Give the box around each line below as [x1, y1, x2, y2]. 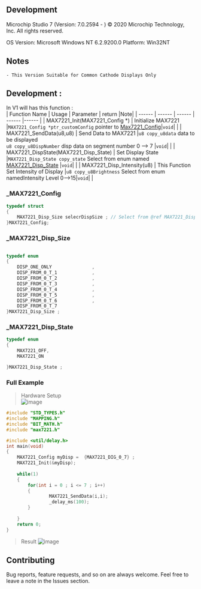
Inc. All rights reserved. [6, 27, 64, 34]
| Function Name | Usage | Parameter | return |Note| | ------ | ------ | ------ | [6, 110, 195, 118]
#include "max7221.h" [6, 426, 60, 433]
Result [20, 537, 37, 545]
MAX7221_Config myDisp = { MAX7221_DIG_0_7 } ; [17, 455, 135, 461]
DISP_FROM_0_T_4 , [17, 286, 95, 292]
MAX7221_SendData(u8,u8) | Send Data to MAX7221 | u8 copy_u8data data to [6, 130, 195, 137]
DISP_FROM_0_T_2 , [17, 276, 95, 282]
